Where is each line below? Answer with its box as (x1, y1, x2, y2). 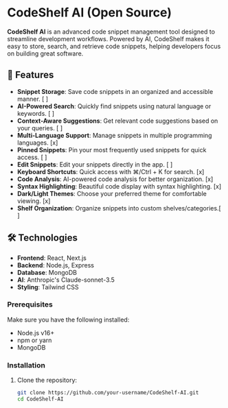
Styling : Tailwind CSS (16, 283, 79, 291)
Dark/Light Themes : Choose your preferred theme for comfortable (16, 189, 207, 197)
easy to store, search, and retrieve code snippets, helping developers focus (7, 42, 221, 50)
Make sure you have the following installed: (7, 315, 130, 324)
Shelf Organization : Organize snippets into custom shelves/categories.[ (16, 204, 221, 212)
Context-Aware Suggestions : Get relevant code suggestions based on (16, 117, 218, 125)
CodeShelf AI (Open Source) (7, 5, 172, 21)
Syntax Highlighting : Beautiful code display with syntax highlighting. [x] (16, 182, 222, 190)
